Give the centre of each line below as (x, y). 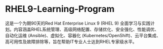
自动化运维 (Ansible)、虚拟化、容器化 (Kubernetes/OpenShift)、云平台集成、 (83, 35)
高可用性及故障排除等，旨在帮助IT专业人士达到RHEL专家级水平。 (71, 41)
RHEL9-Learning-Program (60, 9)
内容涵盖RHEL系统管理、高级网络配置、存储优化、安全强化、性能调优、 (86, 29)
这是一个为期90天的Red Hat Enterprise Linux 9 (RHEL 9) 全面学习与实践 (78, 23)
